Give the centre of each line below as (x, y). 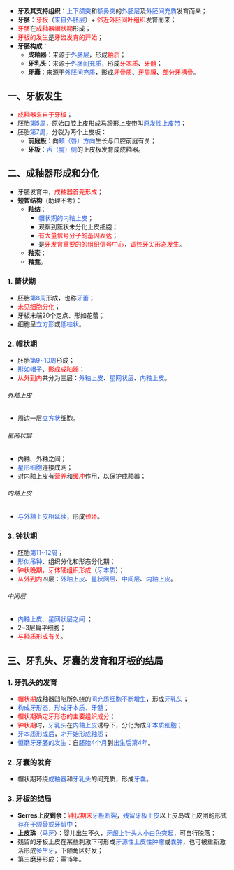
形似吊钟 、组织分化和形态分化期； (66, 561)
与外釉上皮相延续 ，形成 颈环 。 (60, 516)
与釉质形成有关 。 (42, 637)
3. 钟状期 (22, 536)
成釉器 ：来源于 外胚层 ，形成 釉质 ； (77, 55)
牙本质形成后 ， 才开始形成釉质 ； (63, 734)
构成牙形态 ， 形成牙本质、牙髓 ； (63, 708)
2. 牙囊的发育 (29, 762)
